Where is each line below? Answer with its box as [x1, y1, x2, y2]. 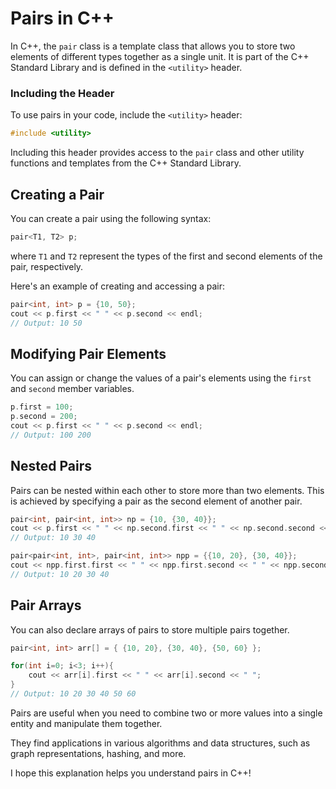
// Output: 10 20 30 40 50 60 [10, 689, 137, 699]
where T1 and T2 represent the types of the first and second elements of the [10, 250, 323, 262]
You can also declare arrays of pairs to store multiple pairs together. [10, 623, 290, 636]
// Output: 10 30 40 [10, 533, 97, 543]
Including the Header [10, 86, 115, 100]
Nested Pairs [10, 458, 93, 475]
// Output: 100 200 [10, 430, 92, 440]
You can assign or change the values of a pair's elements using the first [10, 372, 312, 384]
